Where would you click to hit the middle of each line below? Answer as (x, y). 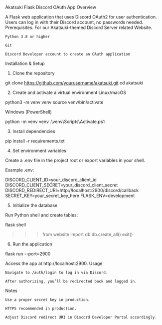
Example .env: (20, 170)
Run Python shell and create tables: (42, 215)
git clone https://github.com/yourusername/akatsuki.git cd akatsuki (74, 83)
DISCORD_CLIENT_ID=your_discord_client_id (51, 180)
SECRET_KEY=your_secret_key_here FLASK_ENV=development (70, 195)
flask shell (16, 225)
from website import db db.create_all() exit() (87, 234)
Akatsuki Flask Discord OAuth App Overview (51, 7)
